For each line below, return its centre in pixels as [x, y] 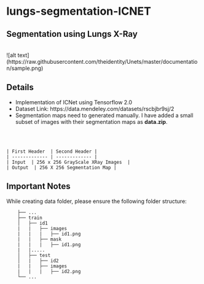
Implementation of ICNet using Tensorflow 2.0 [74, 102]
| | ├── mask [40, 239]
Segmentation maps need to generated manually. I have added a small [104, 115]
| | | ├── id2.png [49, 271]
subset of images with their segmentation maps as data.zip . [91, 121]
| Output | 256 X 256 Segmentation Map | [61, 167]
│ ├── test [34, 255]
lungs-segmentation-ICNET [79, 11]
